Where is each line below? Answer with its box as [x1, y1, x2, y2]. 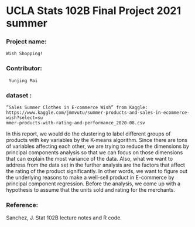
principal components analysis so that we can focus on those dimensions [6, 149, 183, 156]
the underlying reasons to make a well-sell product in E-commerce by [6, 174, 175, 181]
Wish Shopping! [6, 51, 43, 57]
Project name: [6, 38, 47, 46]
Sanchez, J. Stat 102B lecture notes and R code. [6, 214, 122, 221]
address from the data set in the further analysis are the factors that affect [6, 161, 186, 168]
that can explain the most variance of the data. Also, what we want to [6, 155, 173, 162]
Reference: [6, 201, 39, 209]
